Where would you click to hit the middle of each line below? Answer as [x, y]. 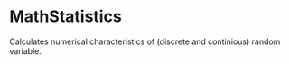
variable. [26, 50]
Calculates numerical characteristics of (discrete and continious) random [145, 41]
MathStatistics [65, 17]
